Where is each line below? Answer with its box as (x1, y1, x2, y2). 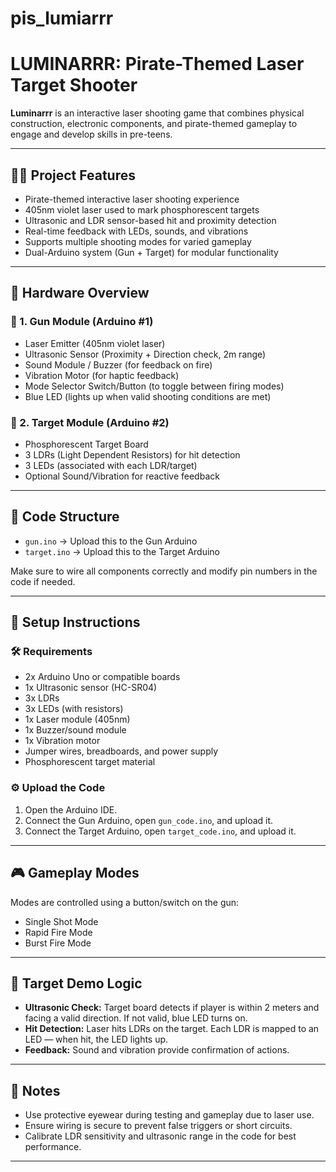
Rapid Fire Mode (24, 926, 93, 938)
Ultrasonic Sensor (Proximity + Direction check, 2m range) (24, 348, 267, 360)
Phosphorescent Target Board (24, 438, 149, 450)
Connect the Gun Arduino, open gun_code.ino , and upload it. (24, 814, 274, 826)
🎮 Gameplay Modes (10, 865, 140, 882)
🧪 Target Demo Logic (10, 975, 143, 992)
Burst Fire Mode (24, 937, 92, 949)
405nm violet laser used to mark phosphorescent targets (24, 203, 260, 216)
